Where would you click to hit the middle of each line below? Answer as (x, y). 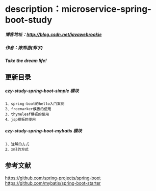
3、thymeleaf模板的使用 (27, 114)
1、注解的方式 (17, 144)
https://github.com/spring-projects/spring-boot (53, 178)
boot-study (29, 20)
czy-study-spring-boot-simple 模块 (42, 91)
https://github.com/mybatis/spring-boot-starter (53, 183)
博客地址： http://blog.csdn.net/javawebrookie (53, 34)
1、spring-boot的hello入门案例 (35, 104)
